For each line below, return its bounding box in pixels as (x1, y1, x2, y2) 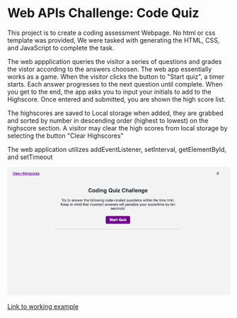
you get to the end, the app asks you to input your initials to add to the (7, 87, 212, 96)
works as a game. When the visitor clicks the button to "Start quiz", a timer (7, 72, 225, 81)
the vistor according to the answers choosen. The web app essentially (7, 65, 212, 73)
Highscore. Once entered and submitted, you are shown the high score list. (7, 94, 226, 104)
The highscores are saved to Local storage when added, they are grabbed (7, 109, 224, 117)
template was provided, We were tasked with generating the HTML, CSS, (7, 35, 220, 44)
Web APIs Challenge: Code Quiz (7, 5, 200, 21)
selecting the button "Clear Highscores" (7, 131, 124, 140)
